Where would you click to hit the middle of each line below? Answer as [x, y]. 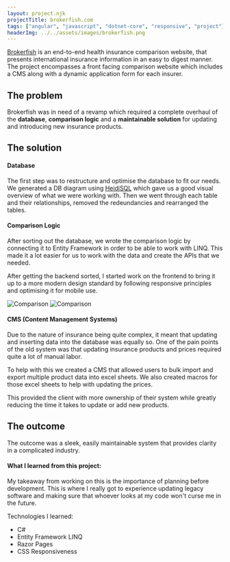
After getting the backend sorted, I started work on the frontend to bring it [111, 276]
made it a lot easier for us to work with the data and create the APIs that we [113, 255]
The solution [35, 148]
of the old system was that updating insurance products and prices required [114, 350]
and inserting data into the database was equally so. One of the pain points [113, 342]
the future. [22, 503]
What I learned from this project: [54, 466]
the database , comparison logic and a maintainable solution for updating [112, 119]
